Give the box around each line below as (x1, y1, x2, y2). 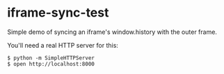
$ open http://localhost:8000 (7, 60, 95, 67)
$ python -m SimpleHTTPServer (7, 54, 95, 62)
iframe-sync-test (7, 5, 109, 21)
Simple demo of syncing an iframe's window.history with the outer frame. (7, 28, 218, 36)
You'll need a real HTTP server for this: (7, 41, 118, 49)
